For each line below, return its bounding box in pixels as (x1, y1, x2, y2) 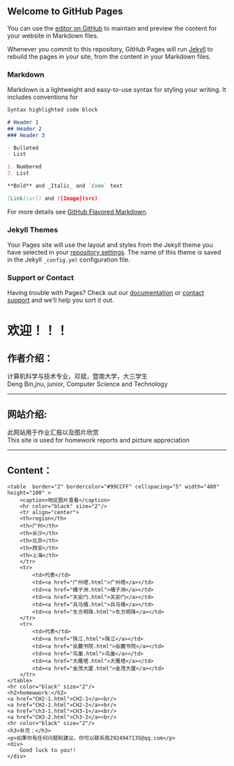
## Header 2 (7, 125, 42, 132)
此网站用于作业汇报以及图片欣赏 (7, 428, 99, 437)
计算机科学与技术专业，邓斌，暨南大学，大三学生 (7, 372, 148, 381)
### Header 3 (7, 131, 45, 138)
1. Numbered (7, 163, 42, 170)
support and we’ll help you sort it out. (7, 296, 114, 305)
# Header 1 (7, 118, 39, 126)
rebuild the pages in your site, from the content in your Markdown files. (7, 52, 211, 61)
